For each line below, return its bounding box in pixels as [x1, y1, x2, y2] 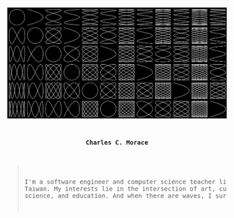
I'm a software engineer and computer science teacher [24, 177, 216, 186]
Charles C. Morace [86, 138, 148, 146]
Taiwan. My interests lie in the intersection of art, [24, 184, 216, 193]
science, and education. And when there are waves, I [24, 191, 212, 200]
